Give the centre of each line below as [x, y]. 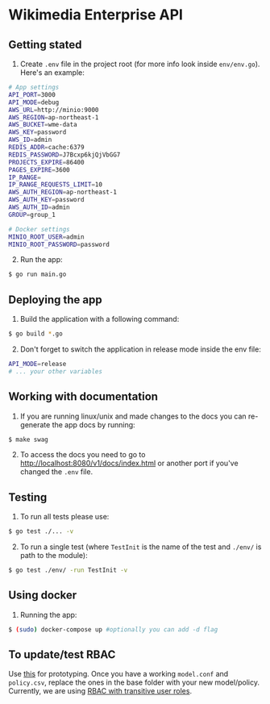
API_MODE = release [37, 364]
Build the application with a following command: [100, 319]
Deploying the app [55, 300]
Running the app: [48, 614]
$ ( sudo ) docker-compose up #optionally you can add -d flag [113, 629]
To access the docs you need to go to [83, 455]
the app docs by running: [93, 424]
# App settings [34, 87]
